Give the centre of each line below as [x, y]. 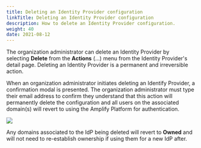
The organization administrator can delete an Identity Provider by [88, 52]
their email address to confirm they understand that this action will [89, 96]
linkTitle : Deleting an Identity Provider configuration [80, 18]
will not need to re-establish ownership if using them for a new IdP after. [97, 139]
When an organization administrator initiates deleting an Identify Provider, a [101, 83]
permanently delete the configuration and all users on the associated [93, 103]
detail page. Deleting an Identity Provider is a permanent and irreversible [97, 65]
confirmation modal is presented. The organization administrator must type [100, 90]
